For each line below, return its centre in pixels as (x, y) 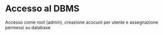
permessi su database (28, 27)
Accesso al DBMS (42, 9)
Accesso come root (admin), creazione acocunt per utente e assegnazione (82, 22)
